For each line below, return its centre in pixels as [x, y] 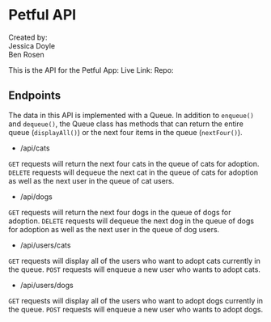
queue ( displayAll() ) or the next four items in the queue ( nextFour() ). [125, 132]
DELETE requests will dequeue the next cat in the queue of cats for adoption [133, 172]
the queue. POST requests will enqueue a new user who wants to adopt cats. [135, 269]
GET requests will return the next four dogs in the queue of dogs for [120, 212]
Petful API [42, 15]
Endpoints [35, 96]
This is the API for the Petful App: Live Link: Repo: [91, 70]
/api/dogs [36, 197]
